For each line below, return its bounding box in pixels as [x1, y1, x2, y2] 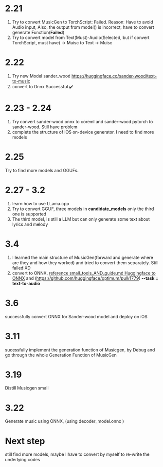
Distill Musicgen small [5, 385, 49, 391]
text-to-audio [12, 280, 40, 286]
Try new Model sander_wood [12, 73, 71, 78]
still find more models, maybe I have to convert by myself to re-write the [5, 451, 150, 457]
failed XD [12, 265, 31, 271]
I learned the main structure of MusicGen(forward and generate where [12, 254, 153, 260]
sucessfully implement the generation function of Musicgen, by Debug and [5, 347, 155, 352]
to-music [12, 78, 31, 84]
